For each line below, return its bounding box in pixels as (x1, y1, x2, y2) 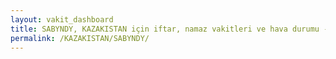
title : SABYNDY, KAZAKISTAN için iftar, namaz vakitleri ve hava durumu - (10, 24, 329, 34)
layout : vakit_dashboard (10, 14, 114, 25)
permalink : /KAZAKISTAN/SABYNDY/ (10, 33, 150, 43)
